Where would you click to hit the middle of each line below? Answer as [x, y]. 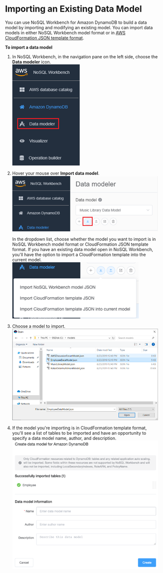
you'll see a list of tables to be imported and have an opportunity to [79, 433]
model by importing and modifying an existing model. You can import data [79, 27]
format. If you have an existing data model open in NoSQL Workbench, [82, 249]
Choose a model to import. [39, 326]
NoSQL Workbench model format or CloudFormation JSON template [80, 244]
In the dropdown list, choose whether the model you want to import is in [84, 239]
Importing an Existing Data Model [73, 9]
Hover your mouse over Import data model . [56, 173]
